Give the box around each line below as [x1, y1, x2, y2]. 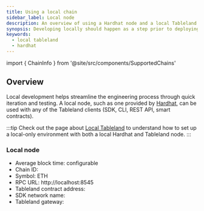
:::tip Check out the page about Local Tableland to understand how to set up [6, 124, 197, 131]
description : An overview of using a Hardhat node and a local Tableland [6, 20, 197, 26]
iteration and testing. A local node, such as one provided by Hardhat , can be [6, 99, 197, 107]
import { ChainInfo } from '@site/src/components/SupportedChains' [6, 59, 176, 67]
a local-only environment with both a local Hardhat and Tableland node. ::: [6, 130, 191, 138]
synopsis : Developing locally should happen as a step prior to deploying [6, 25, 200, 32]
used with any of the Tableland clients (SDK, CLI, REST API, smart [6, 105, 171, 113]
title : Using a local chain [6, 8, 78, 15]
